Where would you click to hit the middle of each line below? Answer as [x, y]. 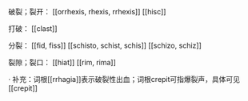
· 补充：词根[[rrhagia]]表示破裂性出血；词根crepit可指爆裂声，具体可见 [124, 79]
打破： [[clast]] [33, 29]
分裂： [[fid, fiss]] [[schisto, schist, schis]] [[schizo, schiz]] [105, 45]
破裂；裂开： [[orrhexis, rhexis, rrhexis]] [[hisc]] [87, 12]
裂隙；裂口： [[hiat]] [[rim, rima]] [62, 62]
